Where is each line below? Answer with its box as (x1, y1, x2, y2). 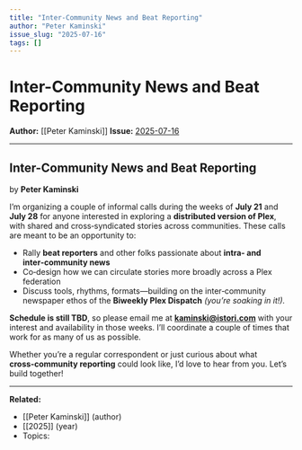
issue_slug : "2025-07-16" (9, 30, 106, 39)
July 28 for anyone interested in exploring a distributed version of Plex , (9, 211, 277, 221)
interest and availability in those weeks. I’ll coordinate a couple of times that (9, 322, 289, 332)
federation (22, 276, 61, 287)
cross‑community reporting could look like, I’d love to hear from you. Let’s (9, 358, 288, 369)
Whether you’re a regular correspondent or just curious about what (9, 349, 258, 359)
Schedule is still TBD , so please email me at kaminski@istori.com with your (9, 313, 293, 323)
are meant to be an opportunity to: (9, 230, 137, 241)
